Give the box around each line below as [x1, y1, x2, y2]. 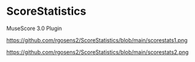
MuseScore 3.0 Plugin [6, 25, 63, 32]
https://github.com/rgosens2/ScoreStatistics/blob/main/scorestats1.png [6, 36, 188, 44]
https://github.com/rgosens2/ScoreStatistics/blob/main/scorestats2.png [6, 48, 189, 56]
